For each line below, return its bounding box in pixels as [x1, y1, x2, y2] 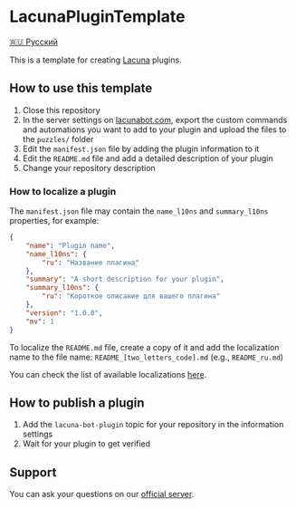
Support [9, 465, 57, 480]
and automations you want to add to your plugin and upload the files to [22, 124, 287, 135]
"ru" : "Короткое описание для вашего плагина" [42, 292, 221, 301]
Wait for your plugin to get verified [22, 438, 151, 449]
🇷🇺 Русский [9, 36, 59, 47]
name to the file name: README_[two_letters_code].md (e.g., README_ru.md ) [9, 351, 283, 362]
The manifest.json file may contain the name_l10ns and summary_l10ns [9, 206, 269, 216]
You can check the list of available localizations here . [9, 369, 207, 379]
